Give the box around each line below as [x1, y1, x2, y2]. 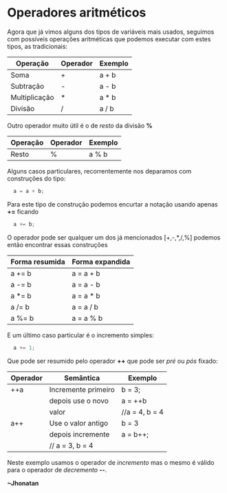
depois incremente [49, 429, 110, 439]
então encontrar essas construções [7, 240, 108, 249]
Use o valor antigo [49, 418, 109, 428]
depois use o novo [49, 396, 109, 406]
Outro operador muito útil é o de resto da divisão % [7, 121, 153, 129]
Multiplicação [10, 92, 54, 102]
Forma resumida [10, 257, 65, 266]
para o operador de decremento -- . [7, 465, 107, 474]
